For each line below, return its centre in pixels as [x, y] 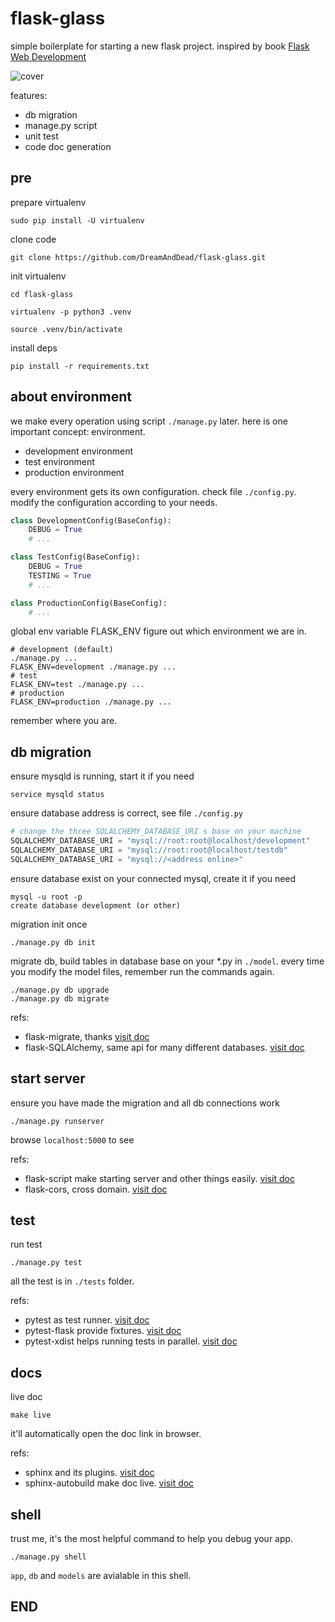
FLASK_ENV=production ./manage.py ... [91, 702]
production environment [74, 472]
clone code [33, 239]
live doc [26, 1397]
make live [31, 1415]
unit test [41, 136]
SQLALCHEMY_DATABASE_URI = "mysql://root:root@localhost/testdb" [149, 850]
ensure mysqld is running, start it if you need [102, 776]
